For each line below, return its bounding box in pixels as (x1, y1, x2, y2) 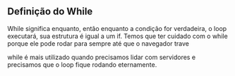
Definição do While (7, 6, 93, 18)
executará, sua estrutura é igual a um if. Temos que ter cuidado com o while (7, 32, 228, 40)
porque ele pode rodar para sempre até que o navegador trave (7, 39, 189, 48)
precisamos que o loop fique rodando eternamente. (7, 60, 157, 69)
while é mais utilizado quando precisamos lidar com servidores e (7, 53, 196, 61)
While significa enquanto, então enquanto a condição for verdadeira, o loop (7, 24, 227, 32)
